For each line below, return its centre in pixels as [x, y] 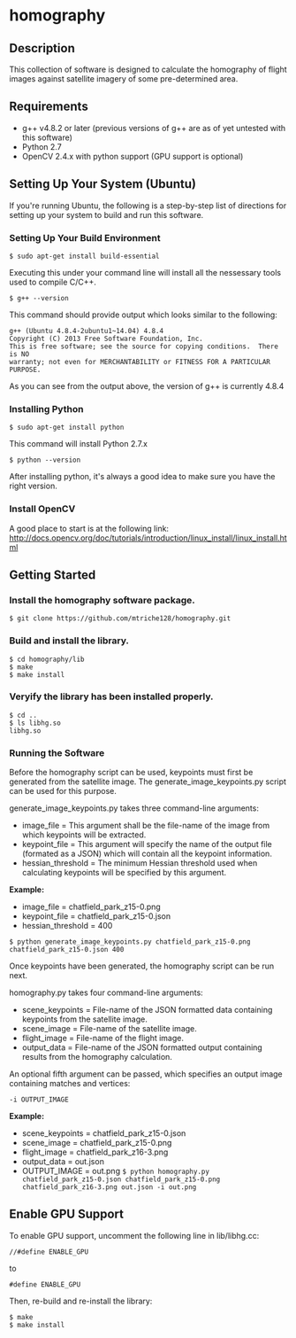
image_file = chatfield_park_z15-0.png [91, 907]
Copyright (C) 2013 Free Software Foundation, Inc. [106, 338]
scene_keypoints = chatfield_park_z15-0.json [104, 1133]
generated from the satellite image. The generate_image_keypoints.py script [148, 782]
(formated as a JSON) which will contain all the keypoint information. [147, 854]
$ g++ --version [39, 298]
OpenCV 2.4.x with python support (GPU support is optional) [133, 156]
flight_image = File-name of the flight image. [102, 1039]
